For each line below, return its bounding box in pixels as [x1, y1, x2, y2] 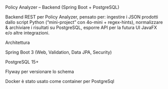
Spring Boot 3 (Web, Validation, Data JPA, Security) [5, 49, 112, 55]
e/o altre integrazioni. [5, 30, 49, 35]
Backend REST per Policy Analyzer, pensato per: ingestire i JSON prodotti [5, 14, 158, 19]
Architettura [5, 39, 30, 45]
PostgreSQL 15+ [5, 59, 39, 64]
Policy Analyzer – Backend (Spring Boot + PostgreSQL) [5, 4, 120, 10]
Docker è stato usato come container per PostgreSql [5, 78, 115, 84]
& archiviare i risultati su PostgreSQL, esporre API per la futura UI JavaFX [5, 24, 157, 30]
